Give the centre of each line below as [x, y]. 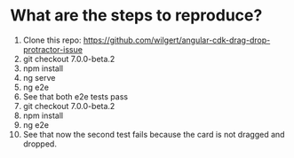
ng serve [39, 77]
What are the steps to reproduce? [136, 16]
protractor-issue [53, 49]
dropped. [40, 144]
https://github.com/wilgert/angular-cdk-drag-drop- [177, 40]
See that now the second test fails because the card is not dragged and [154, 134]
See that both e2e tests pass [75, 96]
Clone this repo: [52, 40]
